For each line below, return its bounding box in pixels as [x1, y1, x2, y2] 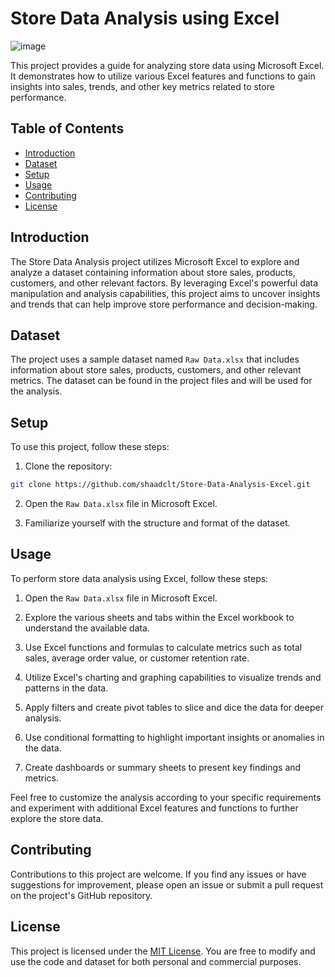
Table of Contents [10, 120, 125, 137]
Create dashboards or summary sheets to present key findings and [24, 761, 302, 773]
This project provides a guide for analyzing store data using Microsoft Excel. [10, 59, 325, 71]
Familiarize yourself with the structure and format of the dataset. [24, 517, 291, 529]
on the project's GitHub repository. [10, 889, 153, 901]
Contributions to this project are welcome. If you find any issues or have [10, 868, 307, 880]
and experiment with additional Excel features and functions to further [10, 802, 299, 814]
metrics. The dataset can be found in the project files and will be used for [10, 375, 313, 387]
